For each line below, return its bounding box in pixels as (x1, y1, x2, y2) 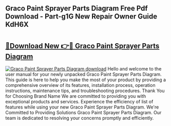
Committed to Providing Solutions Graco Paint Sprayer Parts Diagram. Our (5, 110, 162, 115)
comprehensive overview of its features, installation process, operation (5, 82, 156, 88)
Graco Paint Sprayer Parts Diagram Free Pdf (5, 4, 148, 13)
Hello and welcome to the (107, 66, 162, 71)
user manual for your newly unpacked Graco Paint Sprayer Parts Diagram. (5, 71, 162, 77)
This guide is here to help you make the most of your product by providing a (5, 77, 166, 83)
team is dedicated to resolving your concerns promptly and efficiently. (5, 115, 154, 121)
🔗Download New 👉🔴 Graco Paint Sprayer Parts (5, 41, 160, 50)
